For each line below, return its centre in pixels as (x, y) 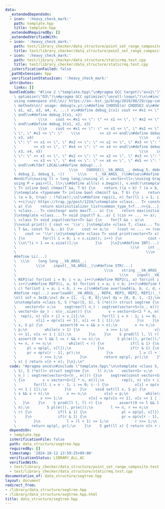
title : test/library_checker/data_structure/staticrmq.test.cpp (81, 64)
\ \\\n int (84, 247)
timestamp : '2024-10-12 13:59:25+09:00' (51, 453)
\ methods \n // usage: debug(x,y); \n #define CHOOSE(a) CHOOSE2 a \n (83, 106)
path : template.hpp (34, 23)
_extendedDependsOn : (30, 14)
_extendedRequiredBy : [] (35, 32)
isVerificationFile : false (37, 440)
